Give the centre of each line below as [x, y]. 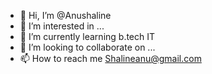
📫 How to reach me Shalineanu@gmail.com [110, 58]
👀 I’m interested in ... [62, 26]
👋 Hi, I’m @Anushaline [65, 15]
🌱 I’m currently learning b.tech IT [87, 36]
